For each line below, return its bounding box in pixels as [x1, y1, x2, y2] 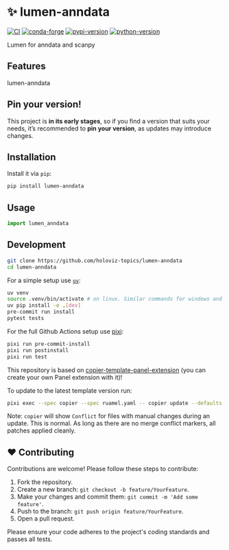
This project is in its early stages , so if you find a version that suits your [7, 117, 210, 125]
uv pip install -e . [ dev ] [7, 302, 81, 309]
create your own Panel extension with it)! [7, 373, 123, 381]
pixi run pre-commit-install [7, 341, 91, 347]
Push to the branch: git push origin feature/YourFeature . [16, 507, 184, 516]
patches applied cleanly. [7, 426, 76, 435]
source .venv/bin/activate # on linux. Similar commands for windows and [7, 296, 223, 303]
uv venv [7, 289, 29, 296]
